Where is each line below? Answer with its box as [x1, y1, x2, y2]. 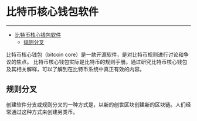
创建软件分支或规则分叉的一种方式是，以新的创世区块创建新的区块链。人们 [6, 101, 186, 108]
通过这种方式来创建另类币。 [11, 108, 78, 115]
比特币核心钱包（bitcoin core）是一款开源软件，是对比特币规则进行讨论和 [6, 51, 184, 58]
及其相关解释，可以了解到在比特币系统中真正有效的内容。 [6, 65, 145, 72]
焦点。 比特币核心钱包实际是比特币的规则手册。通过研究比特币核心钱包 [16, 58, 188, 65]
